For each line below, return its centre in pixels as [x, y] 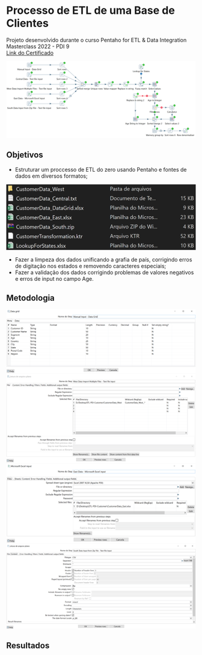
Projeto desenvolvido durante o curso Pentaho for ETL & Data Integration [96, 40]
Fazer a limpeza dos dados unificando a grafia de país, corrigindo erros [103, 260]
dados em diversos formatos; [51, 176]
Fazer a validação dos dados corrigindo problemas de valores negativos [104, 272]
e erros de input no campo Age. [54, 279]
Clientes [28, 23]
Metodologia [31, 298]
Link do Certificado [30, 52]
